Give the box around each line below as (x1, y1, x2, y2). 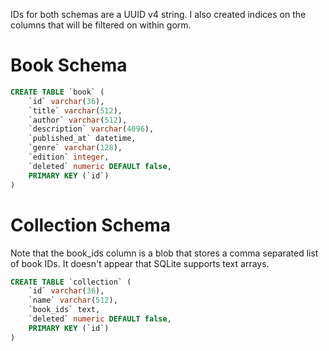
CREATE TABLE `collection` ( (10, 277, 132, 287)
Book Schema (10, 54, 128, 77)
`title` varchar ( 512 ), (28, 105, 123, 116)
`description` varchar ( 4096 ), (28, 124, 155, 134)
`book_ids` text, (28, 305, 101, 315)
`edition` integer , (28, 152, 110, 163)
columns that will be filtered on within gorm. (10, 19, 192, 31)
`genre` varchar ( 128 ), (28, 143, 123, 153)
